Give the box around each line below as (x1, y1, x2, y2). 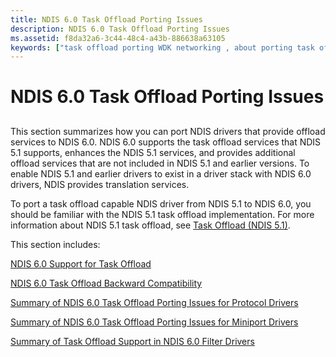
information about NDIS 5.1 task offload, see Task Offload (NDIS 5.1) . (10, 219, 291, 231)
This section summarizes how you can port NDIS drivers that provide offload (10, 125, 326, 137)
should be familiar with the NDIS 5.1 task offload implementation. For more (10, 208, 315, 220)
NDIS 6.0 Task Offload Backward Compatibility (10, 277, 203, 289)
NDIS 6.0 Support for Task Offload (10, 257, 152, 270)
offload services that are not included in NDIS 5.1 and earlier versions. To (10, 157, 310, 169)
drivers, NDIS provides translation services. (10, 178, 190, 190)
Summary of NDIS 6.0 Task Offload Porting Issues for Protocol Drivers (10, 296, 299, 308)
